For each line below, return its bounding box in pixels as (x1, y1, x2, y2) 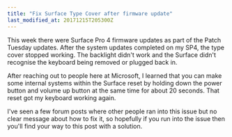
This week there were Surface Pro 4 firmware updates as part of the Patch (7, 35, 222, 44)
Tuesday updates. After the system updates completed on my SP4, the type (7, 43, 225, 51)
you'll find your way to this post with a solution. (7, 122, 143, 130)
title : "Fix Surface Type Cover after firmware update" (7, 10, 173, 17)
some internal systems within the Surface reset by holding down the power (7, 79, 223, 87)
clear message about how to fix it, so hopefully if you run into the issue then (7, 114, 225, 122)
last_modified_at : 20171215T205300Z (7, 17, 114, 24)
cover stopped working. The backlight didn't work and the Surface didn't (7, 50, 217, 59)
